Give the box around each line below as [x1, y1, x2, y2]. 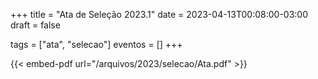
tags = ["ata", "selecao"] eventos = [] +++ [10, 39, 183, 50]
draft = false [10, 19, 61, 31]
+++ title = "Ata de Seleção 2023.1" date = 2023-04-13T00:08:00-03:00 [10, 9, 309, 20]
